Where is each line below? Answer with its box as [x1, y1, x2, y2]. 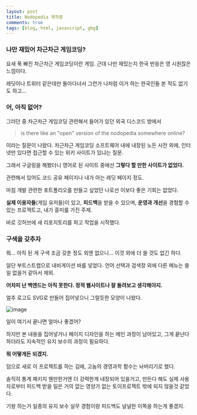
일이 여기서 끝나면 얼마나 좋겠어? [6, 318, 81, 325]
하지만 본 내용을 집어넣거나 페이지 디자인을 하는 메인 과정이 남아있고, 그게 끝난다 [6, 330, 190, 338]
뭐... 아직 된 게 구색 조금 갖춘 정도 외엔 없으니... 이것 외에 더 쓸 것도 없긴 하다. [6, 249, 182, 256]
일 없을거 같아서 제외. [6, 269, 55, 276]
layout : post [6, 8, 38, 15]
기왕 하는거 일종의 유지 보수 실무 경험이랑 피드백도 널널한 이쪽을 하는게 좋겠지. [6, 403, 185, 410]
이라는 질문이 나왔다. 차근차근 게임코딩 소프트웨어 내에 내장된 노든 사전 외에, [6, 142, 181, 149]
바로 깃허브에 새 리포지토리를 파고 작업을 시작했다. [6, 219, 121, 226]
